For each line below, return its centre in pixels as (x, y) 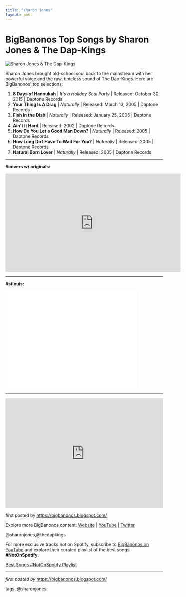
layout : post (19, 15)
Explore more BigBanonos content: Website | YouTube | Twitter (70, 525)
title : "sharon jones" (29, 10)
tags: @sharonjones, (27, 589)
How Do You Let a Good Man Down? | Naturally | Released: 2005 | (81, 131)
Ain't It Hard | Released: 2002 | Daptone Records (63, 126)
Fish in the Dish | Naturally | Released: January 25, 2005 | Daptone (82, 115)
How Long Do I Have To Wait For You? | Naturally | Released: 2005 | (83, 142)
